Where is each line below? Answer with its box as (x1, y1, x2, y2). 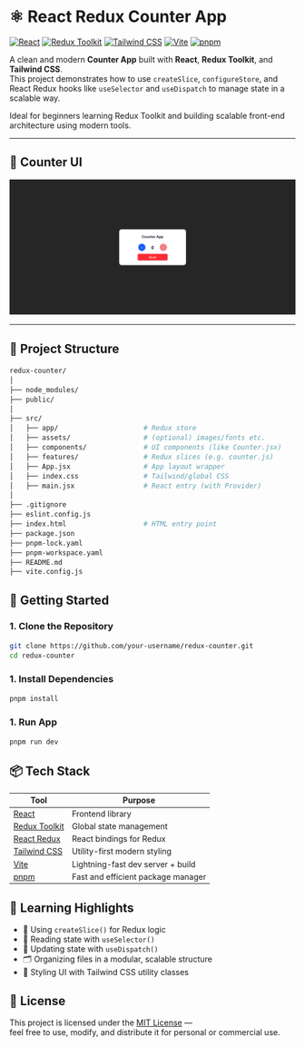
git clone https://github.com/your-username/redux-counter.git (9, 641, 254, 650)
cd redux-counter (9, 651, 75, 660)
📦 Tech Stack (9, 764, 91, 779)
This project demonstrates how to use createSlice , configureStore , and (9, 73, 279, 84)
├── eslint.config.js (9, 510, 92, 519)
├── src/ (9, 414, 43, 423)
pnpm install (9, 694, 59, 703)
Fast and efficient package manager (72, 871, 207, 882)
